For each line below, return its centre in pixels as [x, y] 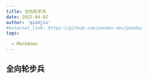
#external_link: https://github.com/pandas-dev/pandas [74, 28]
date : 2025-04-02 [27, 17]
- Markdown [25, 44]
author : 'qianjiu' [28, 22]
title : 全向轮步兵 [26, 11]
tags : [13, 33]
